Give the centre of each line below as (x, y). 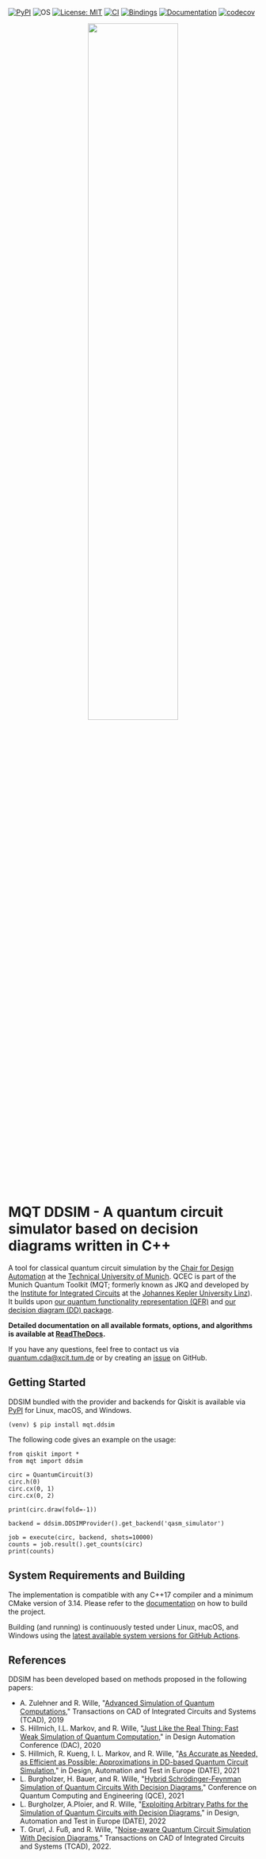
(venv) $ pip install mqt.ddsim (61, 1425)
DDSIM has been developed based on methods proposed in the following (127, 1680)
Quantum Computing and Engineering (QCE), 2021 (102, 1796)
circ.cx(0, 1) (32, 1488)
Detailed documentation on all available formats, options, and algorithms (131, 1325)
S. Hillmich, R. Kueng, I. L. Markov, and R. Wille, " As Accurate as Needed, (139, 1753)
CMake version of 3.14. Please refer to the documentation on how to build (128, 1603)
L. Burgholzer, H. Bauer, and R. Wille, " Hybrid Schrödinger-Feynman (130, 1779)
